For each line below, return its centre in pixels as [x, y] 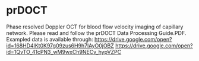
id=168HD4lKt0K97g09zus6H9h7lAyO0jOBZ [60, 46]
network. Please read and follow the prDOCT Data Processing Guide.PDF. [96, 33]
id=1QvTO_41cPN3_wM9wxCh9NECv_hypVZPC [64, 52]
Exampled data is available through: [50, 39]
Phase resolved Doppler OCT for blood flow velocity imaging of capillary [95, 27]
